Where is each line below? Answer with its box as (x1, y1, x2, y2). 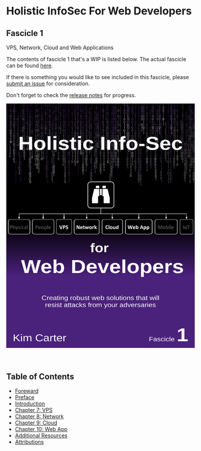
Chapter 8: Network (14, 413, 64, 420)
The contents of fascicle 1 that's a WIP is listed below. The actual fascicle (6, 56, 187, 62)
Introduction (14, 400, 45, 407)
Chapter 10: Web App (14, 426, 68, 433)
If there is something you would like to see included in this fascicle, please (6, 74, 190, 80)
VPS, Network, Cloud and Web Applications (6, 44, 114, 51)
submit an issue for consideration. (6, 80, 90, 87)
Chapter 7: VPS (14, 407, 53, 414)
